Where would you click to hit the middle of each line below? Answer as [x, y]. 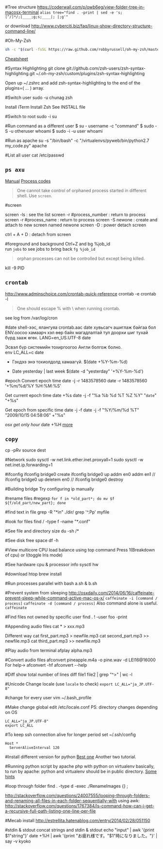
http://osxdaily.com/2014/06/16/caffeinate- [112, 593]
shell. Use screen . [34, 196]
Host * [12, 744]
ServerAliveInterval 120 [34, 748]
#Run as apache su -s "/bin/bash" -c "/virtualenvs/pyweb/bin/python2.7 [77, 140]
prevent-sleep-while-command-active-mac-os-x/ [55, 598]
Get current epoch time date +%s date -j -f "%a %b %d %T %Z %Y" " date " [81, 395]
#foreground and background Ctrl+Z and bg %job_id [58, 244]
